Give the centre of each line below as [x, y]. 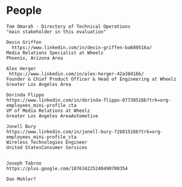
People [24, 11]
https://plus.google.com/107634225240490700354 [67, 168]
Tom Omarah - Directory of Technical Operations [68, 26]
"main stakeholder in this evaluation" [56, 32]
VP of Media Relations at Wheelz [48, 111]
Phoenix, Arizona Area [35, 58]
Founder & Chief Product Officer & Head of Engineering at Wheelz [91, 79]
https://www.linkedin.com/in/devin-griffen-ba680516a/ [82, 48]
